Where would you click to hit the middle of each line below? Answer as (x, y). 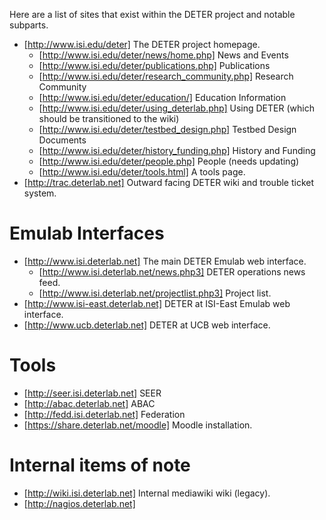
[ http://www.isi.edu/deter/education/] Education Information (162, 97)
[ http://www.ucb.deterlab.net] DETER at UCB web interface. (147, 325)
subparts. (29, 25)
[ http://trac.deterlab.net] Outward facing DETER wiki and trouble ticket (169, 182)
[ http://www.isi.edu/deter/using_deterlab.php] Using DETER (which (176, 108)
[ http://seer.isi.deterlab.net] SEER (92, 393)
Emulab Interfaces (87, 233)
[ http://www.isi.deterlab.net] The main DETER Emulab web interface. (165, 261)
